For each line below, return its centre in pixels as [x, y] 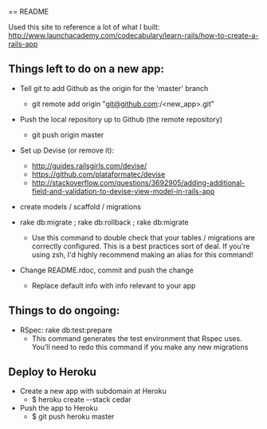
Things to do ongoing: [64, 311]
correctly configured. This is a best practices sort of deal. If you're [141, 246]
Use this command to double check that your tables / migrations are [143, 237]
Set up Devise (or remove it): [67, 150]
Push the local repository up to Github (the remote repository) [121, 119]
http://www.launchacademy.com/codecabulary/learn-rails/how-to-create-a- [133, 36]
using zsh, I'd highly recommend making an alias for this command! [142, 254]
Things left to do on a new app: [86, 69]
